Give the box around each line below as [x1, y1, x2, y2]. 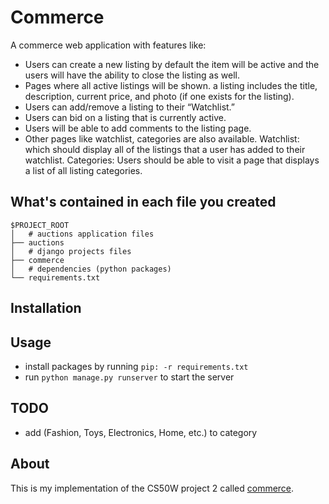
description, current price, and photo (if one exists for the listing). [24, 90, 295, 102]
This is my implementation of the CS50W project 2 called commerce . [10, 482, 295, 494]
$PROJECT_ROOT [10, 220, 70, 230]
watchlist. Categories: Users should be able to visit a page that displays [24, 154, 320, 166]
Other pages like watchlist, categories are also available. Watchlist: [24, 132, 300, 145]
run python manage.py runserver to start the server [24, 371, 235, 383]
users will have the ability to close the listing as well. [24, 69, 240, 81]
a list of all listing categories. [24, 164, 143, 176]
